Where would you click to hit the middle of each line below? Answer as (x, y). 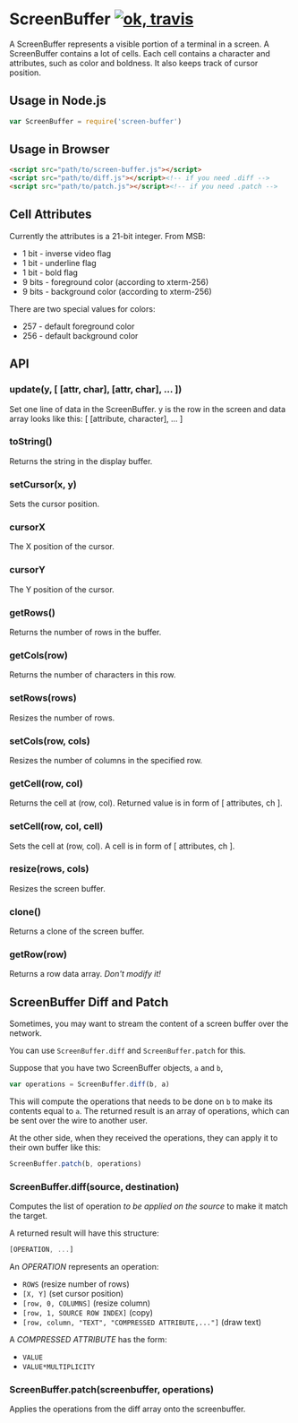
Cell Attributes (51, 215)
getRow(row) (38, 954)
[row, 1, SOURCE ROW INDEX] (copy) (88, 1313)
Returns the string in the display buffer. (81, 461)
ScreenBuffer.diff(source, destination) (94, 1186)
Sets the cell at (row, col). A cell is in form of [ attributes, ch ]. (122, 846)
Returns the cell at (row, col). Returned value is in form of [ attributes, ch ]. (146, 803)
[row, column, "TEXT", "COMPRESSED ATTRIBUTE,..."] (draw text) (142, 1323)
